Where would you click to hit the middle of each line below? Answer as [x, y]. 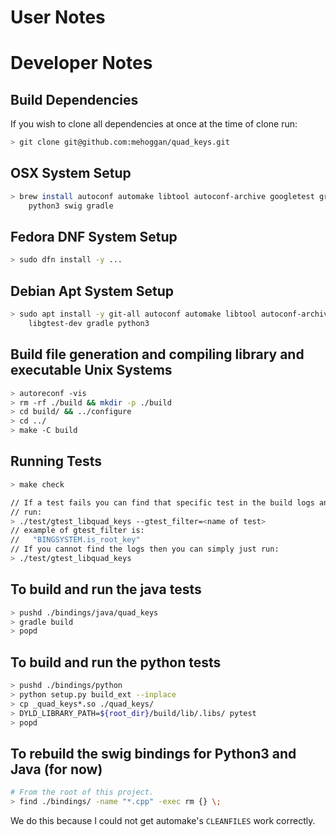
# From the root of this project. [82, 792]
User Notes [58, 17]
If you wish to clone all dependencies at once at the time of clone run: [154, 124]
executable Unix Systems [91, 370]
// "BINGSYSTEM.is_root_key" [75, 540]
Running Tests [56, 461]
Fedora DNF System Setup [94, 237]
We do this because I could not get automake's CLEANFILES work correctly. [163, 821]
